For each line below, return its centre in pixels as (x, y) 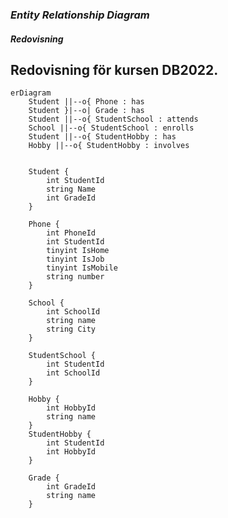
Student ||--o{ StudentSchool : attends (113, 119)
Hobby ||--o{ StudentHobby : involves (109, 146)
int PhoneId (71, 233)
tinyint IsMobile (82, 268)
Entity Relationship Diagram (80, 15)
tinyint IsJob (75, 259)
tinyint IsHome (78, 251)
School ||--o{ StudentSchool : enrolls (111, 128)
